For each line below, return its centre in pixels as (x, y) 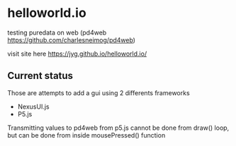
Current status (40, 76)
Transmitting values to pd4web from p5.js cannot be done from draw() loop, (118, 128)
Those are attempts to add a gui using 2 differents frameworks (99, 92)
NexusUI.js (33, 107)
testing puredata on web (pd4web (57, 32)
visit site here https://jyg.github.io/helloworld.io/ (77, 54)
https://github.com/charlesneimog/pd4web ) (72, 39)
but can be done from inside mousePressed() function (86, 135)
